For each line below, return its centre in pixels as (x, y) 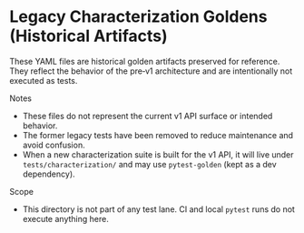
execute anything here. (65, 218)
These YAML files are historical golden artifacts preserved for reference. (145, 61)
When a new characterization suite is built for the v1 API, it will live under (158, 154)
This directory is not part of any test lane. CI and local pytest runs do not (158, 209)
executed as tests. (44, 80)
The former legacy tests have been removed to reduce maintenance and (157, 135)
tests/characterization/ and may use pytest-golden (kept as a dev (149, 164)
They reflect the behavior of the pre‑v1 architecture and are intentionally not (151, 71)
